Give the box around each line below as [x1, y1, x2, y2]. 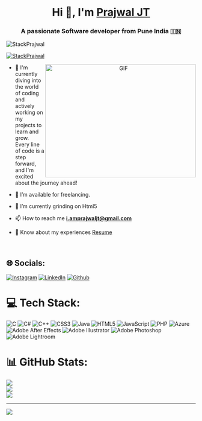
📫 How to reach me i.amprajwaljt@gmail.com [14, 215, 132, 222]
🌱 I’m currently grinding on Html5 [14, 203, 97, 210]
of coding [14, 90, 39, 97]
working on [14, 109, 43, 116]
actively [14, 103, 35, 110]
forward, [14, 160, 37, 168]
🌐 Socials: [6, 258, 46, 268]
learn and [14, 128, 39, 135]
